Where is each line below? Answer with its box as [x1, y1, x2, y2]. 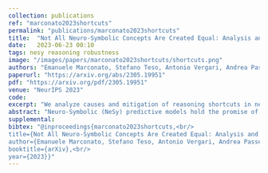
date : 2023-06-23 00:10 [8, 41, 94, 49]
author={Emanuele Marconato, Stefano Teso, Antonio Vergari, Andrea [8, 137, 241, 146]
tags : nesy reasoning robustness [8, 49, 120, 57]
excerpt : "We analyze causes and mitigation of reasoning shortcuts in [8, 100, 251, 108]
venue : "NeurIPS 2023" [8, 85, 84, 94]
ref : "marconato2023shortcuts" [8, 19, 112, 27]
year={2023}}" [8, 152, 56, 160]
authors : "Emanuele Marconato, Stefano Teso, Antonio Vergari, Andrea [8, 64, 248, 72]
